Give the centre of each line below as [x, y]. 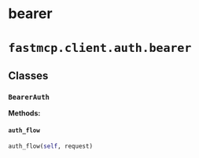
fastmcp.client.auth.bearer [100, 48]
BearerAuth [29, 97]
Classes [28, 75]
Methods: [24, 113]
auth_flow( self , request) [50, 146]
